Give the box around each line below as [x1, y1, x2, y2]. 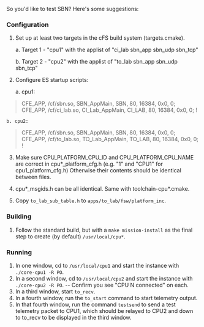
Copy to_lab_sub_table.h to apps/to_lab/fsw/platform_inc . [15, 197, 167, 204]
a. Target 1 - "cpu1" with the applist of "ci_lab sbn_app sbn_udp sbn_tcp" [15, 46, 198, 54]
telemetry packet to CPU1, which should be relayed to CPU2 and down [15, 307, 194, 314]
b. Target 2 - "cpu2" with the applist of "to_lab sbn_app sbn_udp [15, 58, 178, 65]
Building [6, 212, 32, 221]
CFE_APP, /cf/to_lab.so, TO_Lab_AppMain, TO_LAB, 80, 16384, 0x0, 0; [21, 136, 199, 143]
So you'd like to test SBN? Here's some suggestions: [6, 6, 139, 12]
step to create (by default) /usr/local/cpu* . [15, 232, 126, 240]
